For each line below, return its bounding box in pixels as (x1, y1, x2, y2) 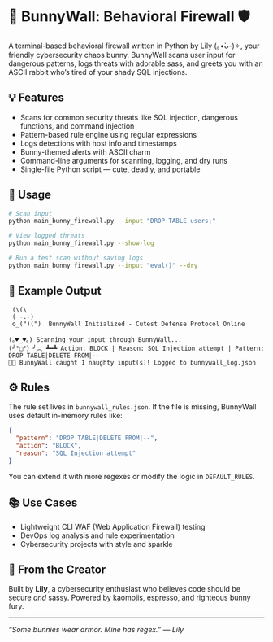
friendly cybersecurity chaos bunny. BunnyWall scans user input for (8, 50, 236, 59)
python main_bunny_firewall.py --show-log (8, 239, 154, 247)
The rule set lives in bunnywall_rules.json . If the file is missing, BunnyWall (8, 402, 257, 412)
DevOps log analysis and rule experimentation (19, 531, 175, 540)
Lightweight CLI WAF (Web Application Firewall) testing (19, 522, 206, 531)
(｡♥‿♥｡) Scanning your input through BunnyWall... (8, 335, 183, 343)
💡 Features (8, 91, 65, 105)
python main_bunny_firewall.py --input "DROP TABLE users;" (8, 217, 217, 225)
